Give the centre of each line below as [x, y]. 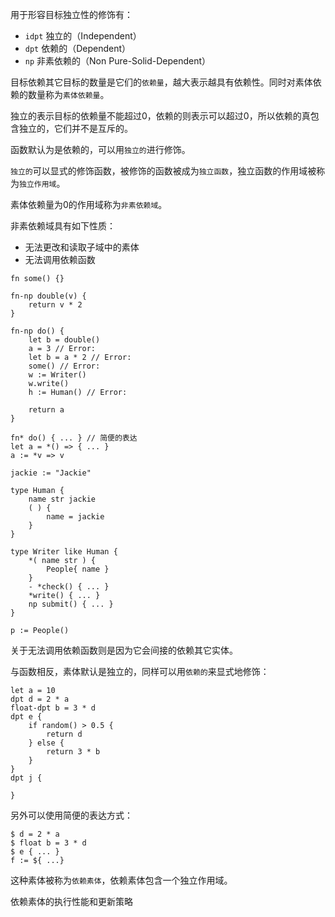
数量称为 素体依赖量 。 [68, 94]
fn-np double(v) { [48, 296]
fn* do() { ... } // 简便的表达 [74, 438]
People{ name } [78, 569]
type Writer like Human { [64, 552]
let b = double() [64, 340]
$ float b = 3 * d [48, 843]
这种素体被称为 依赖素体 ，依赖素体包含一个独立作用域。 [121, 880]
